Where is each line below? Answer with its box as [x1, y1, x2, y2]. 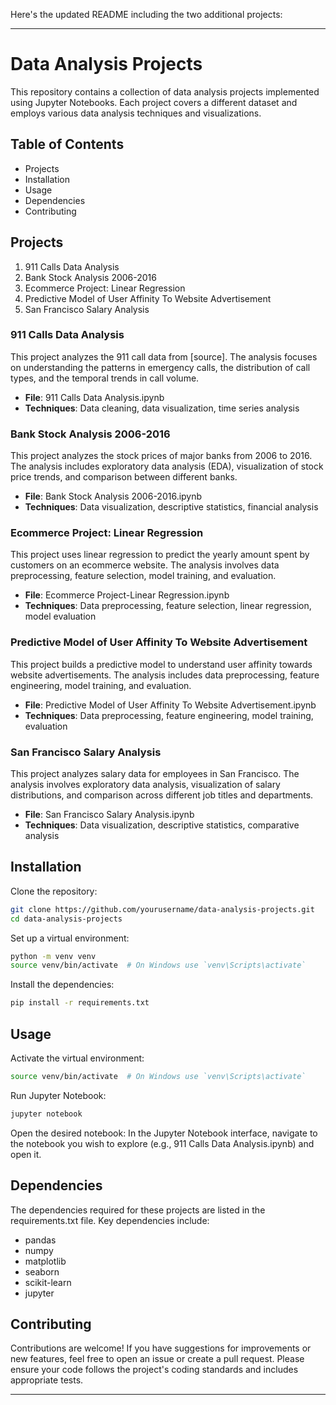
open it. [10, 1148, 42, 1160]
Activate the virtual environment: [10, 1052, 145, 1064]
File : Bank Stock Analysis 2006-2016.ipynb [24, 490, 203, 503]
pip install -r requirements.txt [10, 998, 150, 1008]
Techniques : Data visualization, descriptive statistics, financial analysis [24, 501, 319, 513]
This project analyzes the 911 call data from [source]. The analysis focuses [10, 350, 318, 363]
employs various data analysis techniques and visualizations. [10, 107, 262, 119]
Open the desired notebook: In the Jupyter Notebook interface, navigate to [10, 1127, 318, 1139]
